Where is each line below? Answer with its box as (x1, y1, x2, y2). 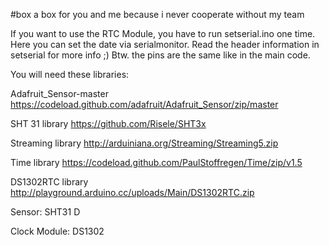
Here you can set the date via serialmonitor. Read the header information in (10, 39, 320, 50)
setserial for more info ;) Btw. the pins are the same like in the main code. (10, 49, 311, 61)
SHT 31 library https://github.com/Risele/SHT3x (10, 118, 207, 129)
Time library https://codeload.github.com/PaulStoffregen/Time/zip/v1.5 (10, 157, 303, 168)
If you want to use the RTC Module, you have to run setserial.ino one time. (10, 28, 316, 39)
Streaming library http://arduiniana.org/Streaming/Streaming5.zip (10, 137, 279, 149)
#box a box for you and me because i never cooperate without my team (10, 9, 305, 20)
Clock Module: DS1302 (10, 225, 105, 237)
